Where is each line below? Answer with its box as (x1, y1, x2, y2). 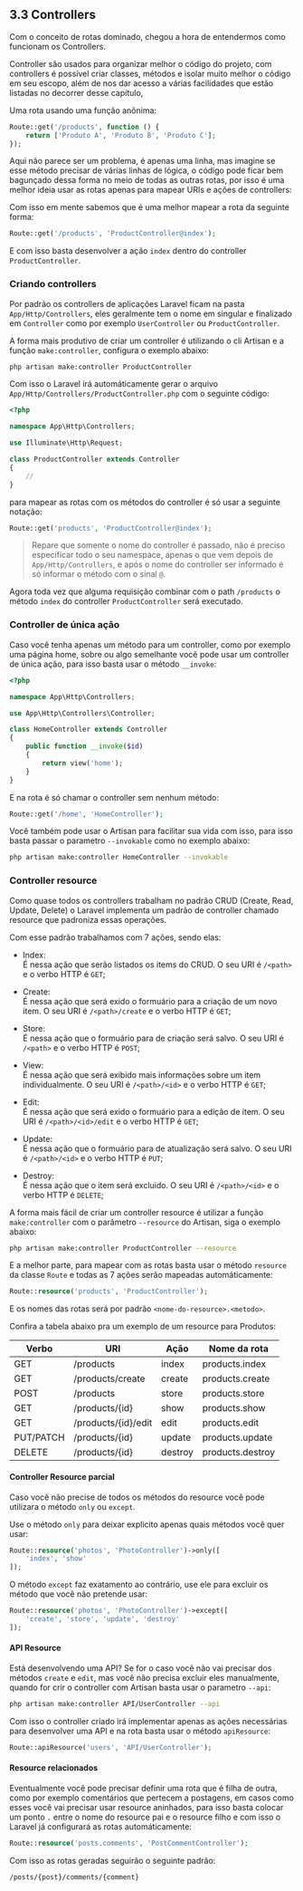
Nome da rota (208, 1342, 269, 1355)
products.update (202, 1431, 273, 1444)
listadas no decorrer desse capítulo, (9, 87, 144, 98)
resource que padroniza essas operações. (9, 914, 167, 925)
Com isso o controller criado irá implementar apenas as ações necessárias (9, 1715, 288, 1726)
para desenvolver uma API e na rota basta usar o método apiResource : (9, 1725, 271, 1736)
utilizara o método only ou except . (9, 1501, 136, 1512)
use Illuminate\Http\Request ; (9, 438, 124, 447)
